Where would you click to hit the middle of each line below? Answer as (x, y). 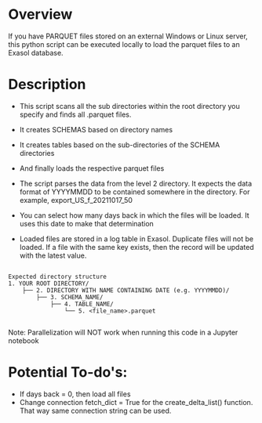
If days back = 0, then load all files (75, 394)
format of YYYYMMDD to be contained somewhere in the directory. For (135, 192)
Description (47, 85)
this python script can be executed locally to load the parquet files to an (124, 44)
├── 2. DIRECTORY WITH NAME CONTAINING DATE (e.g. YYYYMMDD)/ (126, 290)
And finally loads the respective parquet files (92, 168)
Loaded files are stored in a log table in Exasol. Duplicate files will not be (136, 239)
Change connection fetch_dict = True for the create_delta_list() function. (136, 402)
